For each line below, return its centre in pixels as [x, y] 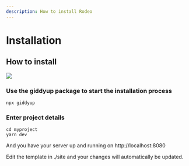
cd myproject [22, 130]
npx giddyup [20, 103]
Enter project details [36, 117]
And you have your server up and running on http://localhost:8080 [86, 146]
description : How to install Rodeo [49, 11]
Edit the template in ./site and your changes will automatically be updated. [95, 157]
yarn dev [17, 135]
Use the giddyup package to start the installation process [89, 91]
